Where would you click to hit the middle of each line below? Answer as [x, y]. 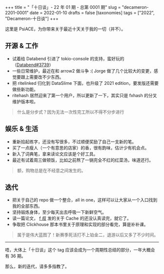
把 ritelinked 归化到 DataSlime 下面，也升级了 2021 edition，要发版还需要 [85, 83]
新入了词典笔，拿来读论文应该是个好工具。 [55, 154]
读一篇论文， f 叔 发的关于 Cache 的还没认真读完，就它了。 [72, 218]
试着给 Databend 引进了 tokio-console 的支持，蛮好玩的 [68, 58]
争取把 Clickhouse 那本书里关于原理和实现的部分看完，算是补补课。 [80, 224]
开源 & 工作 [22, 46]
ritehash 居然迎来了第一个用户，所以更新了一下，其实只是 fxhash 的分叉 [84, 95]
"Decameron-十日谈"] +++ [32, 18]
